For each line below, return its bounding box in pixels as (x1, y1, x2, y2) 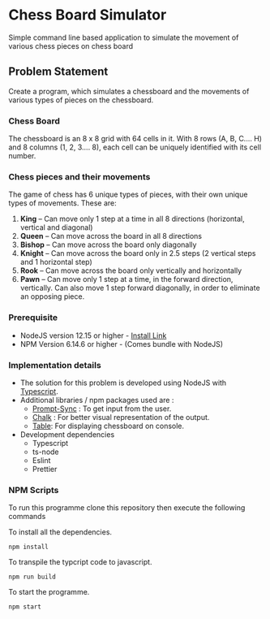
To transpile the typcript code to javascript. (8, 557, 152, 567)
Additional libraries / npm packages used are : (19, 395, 174, 405)
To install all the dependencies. (8, 527, 112, 537)
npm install (8, 543, 49, 552)
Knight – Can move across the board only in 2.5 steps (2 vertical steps (19, 249, 256, 258)
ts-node (32, 447, 59, 457)
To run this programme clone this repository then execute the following (8, 503, 246, 513)
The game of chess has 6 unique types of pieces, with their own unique (8, 189, 248, 200)
